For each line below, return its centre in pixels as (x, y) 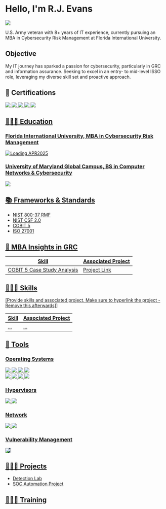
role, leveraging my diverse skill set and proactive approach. (68, 77)
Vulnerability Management (39, 439)
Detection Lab (27, 479)
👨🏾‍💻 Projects (26, 466)
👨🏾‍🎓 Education (29, 122)
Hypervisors (21, 390)
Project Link (97, 270)
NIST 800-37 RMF (32, 215)
